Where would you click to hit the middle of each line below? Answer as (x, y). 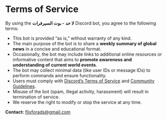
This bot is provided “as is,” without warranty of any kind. (72, 38)
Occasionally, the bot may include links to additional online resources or (87, 54)
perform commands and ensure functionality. (60, 75)
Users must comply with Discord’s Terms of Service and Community (83, 81)
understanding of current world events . (55, 65)
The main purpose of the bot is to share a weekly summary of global (85, 43)
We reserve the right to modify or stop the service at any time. (77, 102)
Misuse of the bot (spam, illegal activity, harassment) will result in (80, 91)
